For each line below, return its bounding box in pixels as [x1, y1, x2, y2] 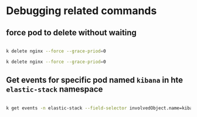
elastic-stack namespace [6, 84, 103, 95]
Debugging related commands [6, 4, 157, 18]
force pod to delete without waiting [6, 28, 137, 38]
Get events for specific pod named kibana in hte [6, 75, 184, 85]
